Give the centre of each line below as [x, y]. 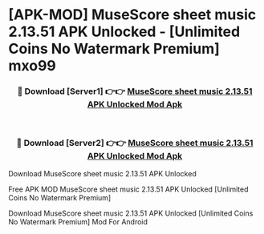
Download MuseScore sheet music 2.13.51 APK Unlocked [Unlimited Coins [131, 213]
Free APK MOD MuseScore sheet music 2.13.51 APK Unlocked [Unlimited [128, 189]
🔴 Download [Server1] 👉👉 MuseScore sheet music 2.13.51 [135, 91]
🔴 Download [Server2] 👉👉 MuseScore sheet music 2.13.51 [135, 143]
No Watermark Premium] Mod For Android [78, 221]
